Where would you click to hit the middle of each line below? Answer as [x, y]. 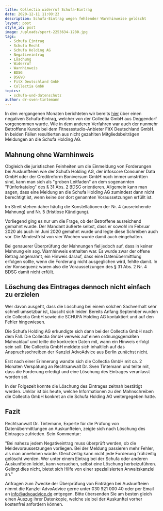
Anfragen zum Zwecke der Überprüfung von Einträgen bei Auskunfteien [77, 483]
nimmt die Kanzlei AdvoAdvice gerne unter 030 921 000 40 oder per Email [80, 489]
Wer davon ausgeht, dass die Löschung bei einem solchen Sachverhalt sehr [81, 306]
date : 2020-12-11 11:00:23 [32, 14]
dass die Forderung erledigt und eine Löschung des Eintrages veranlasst [78, 371]
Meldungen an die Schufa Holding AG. [43, 139]
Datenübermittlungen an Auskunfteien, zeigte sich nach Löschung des [75, 429]
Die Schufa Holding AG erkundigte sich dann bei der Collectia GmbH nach [79, 331]
